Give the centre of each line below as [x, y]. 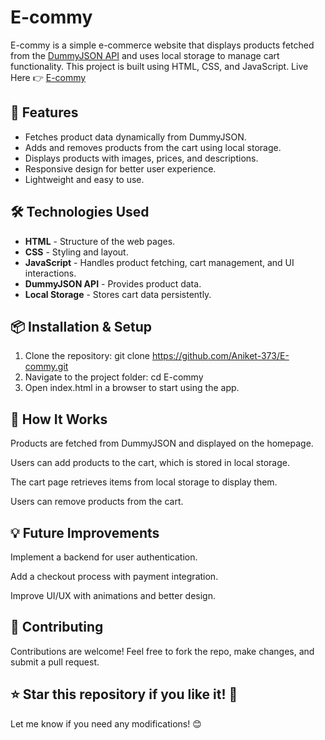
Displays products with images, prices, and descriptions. [141, 158]
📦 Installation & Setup [81, 326]
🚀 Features [44, 112]
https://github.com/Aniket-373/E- [220, 356]
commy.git [46, 367]
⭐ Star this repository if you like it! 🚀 [124, 694]
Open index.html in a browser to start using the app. [132, 388]
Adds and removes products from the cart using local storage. [153, 147]
